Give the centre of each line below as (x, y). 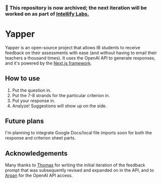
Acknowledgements (36, 153)
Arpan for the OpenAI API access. (39, 176)
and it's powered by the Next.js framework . (48, 63)
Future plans (24, 121)
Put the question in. (32, 90)
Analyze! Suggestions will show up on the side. (60, 106)
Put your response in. (34, 101)
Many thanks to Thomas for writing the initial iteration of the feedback (75, 165)
